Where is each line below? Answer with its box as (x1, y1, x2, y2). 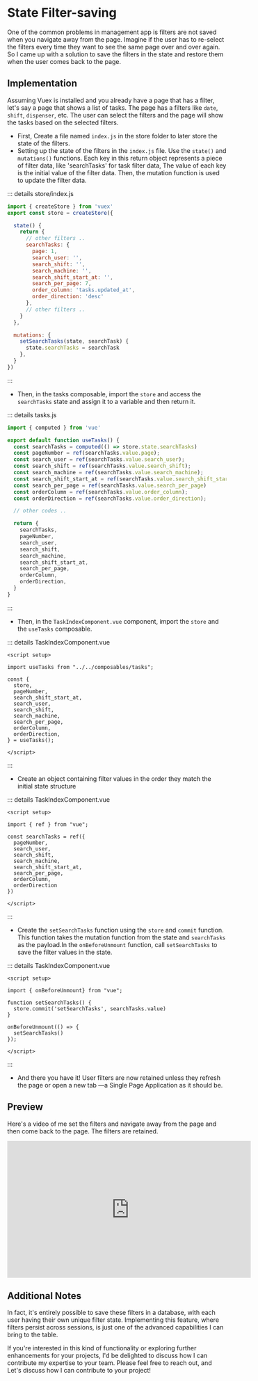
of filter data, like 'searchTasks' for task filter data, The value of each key (17, 161, 227, 170)
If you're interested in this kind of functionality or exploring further (7, 1344, 197, 1352)
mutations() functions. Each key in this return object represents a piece (17, 154, 223, 162)
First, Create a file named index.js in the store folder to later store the (17, 131, 218, 140)
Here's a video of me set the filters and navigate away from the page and (7, 1120, 217, 1128)
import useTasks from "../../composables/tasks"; (7, 663, 154, 670)
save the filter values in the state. (17, 948, 113, 956)
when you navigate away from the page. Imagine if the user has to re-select (7, 35, 225, 43)
